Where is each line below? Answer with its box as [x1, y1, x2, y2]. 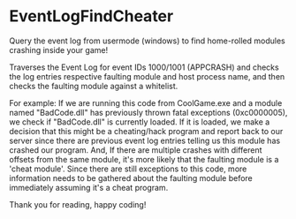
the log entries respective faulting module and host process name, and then [9, 71, 285, 81]
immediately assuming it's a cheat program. [9, 182, 169, 193]
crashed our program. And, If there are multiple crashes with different [9, 144, 262, 155]
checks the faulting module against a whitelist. [9, 80, 178, 91]
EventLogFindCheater [9, 6, 174, 26]
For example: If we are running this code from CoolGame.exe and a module [9, 97, 283, 108]
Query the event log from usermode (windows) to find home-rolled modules [9, 35, 285, 46]
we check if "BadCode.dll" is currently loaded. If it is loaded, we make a [9, 117, 270, 127]
